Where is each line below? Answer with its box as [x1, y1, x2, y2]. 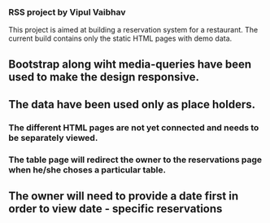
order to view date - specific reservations [8, 202, 223, 216]
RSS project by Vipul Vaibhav [8, 7, 126, 18]
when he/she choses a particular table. [8, 164, 167, 175]
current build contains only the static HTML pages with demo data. [8, 33, 233, 43]
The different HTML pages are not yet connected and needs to [8, 122, 259, 133]
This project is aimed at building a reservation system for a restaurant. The [8, 25, 259, 35]
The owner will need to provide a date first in [8, 190, 238, 203]
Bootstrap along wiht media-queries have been [8, 57, 252, 71]
